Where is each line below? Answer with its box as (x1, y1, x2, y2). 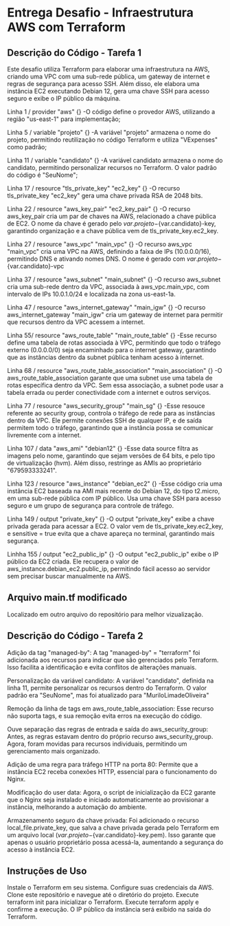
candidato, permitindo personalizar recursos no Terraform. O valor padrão (7, 164, 218, 171)
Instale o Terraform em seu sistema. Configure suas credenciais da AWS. (7, 883, 214, 892)
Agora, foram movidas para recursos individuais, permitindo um (7, 740, 187, 748)
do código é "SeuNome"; (7, 171, 78, 179)
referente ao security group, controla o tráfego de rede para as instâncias (7, 409, 216, 417)
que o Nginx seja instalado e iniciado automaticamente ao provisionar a (7, 795, 209, 804)
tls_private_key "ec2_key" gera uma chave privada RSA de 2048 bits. (7, 191, 203, 200)
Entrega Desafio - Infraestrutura (7, 5, 194, 21)
